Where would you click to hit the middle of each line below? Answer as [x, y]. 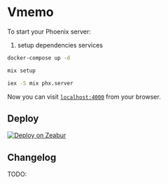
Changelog [32, 157]
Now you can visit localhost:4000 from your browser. [84, 97]
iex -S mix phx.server [40, 83]
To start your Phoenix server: [49, 31]
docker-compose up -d [39, 58]
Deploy [23, 119]
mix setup [22, 71]
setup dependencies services [60, 45]
